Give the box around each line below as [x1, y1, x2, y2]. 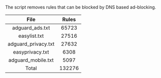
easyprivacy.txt [13, 49, 49, 55]
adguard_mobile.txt [8, 57, 54, 64]
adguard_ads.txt [12, 24, 50, 31]
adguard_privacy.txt [7, 41, 55, 47]
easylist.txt [18, 32, 44, 39]
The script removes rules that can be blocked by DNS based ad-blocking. [5, 4, 156, 10]
